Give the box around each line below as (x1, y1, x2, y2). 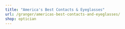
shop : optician (5, 16, 37, 21)
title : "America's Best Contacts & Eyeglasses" (5, 7, 105, 12)
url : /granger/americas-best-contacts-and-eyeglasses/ (5, 12, 121, 17)
